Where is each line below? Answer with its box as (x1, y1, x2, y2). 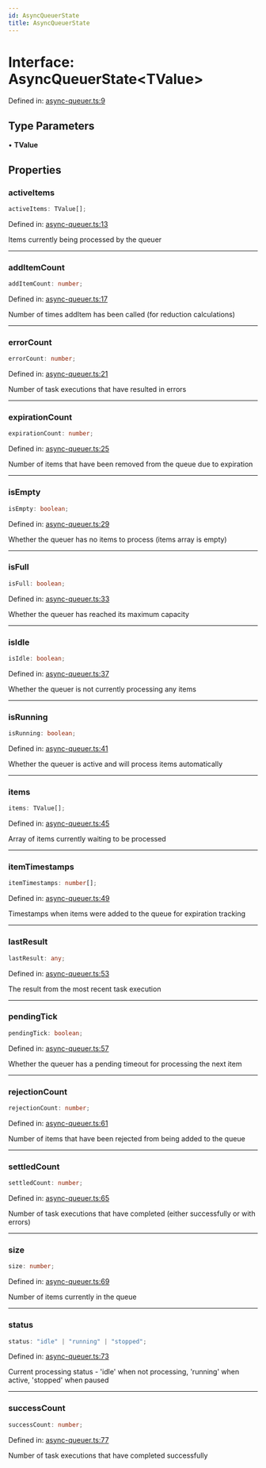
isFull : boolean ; (8, 580, 66, 588)
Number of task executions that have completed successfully (8, 1451, 208, 1460)
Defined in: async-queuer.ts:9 (8, 96, 105, 105)
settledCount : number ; (8, 1179, 83, 1187)
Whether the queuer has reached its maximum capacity (8, 609, 190, 619)
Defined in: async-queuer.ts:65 (8, 1194, 109, 1203)
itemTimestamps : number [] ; (8, 880, 97, 887)
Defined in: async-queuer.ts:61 (8, 1118, 108, 1128)
